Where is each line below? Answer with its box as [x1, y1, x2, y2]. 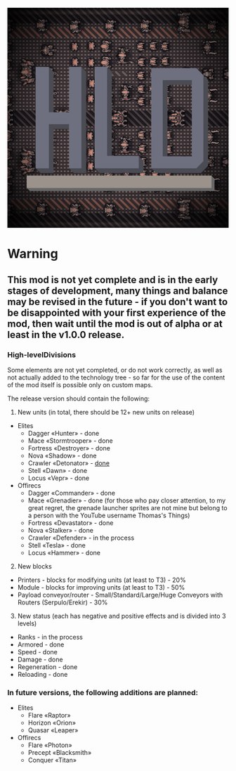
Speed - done [17, 647, 58, 656]
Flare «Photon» [27, 741, 72, 749]
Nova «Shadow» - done [27, 451, 97, 460]
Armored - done [17, 640, 65, 649]
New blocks [17, 562, 53, 570]
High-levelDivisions [7, 349, 76, 359]
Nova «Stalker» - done [27, 526, 93, 534]
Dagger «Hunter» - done [27, 429, 100, 437]
